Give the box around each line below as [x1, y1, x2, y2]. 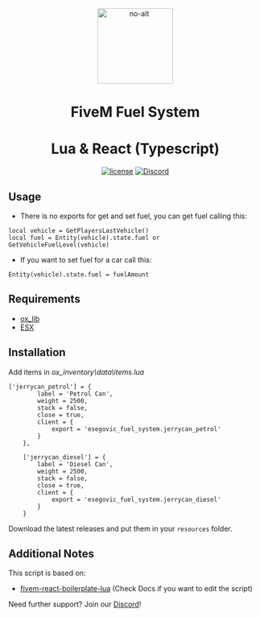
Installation [8, 346, 66, 359]
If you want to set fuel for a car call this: [19, 255, 152, 264]
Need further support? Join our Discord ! [8, 599, 142, 609]
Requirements [8, 292, 80, 306]
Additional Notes [8, 547, 95, 561]
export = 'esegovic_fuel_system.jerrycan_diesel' [51, 495, 221, 503]
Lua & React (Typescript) [51, 140, 220, 158]
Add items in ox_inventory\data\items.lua [8, 366, 145, 377]
